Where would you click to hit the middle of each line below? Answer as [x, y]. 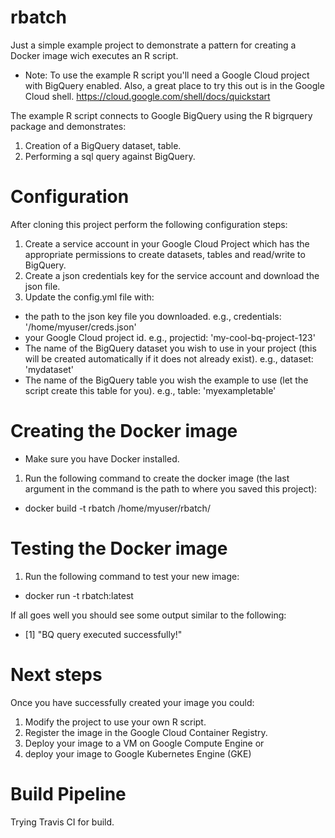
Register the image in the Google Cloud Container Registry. [146, 732]
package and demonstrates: [68, 126]
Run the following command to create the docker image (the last [157, 478]
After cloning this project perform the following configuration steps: [149, 224]
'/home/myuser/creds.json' [80, 327]
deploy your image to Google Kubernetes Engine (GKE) [138, 753]
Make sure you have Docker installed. [102, 458]
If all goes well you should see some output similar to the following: [148, 615]
